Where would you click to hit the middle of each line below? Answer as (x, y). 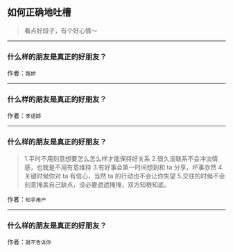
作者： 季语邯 (24, 116)
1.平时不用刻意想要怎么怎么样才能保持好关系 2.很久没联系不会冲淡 (118, 158)
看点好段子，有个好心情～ (61, 31)
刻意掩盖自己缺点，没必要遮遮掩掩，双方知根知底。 (97, 184)
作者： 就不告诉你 (29, 242)
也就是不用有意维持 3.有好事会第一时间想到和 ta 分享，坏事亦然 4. (130, 167)
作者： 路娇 (21, 73)
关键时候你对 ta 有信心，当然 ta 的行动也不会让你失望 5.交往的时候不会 (124, 176)
